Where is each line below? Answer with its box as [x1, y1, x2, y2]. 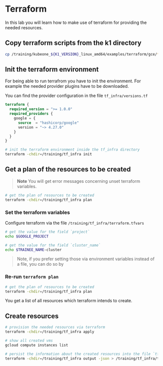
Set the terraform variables [5, 209, 70, 215]
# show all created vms [5, 338, 53, 343]
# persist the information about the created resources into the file [5, 351, 151, 356]
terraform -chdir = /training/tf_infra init [5, 152, 92, 157]
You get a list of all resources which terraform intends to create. [5, 298, 132, 304]
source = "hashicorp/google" [17, 120, 79, 125]
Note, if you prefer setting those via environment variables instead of [16, 256, 155, 262]
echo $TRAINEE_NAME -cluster [5, 247, 62, 252]
